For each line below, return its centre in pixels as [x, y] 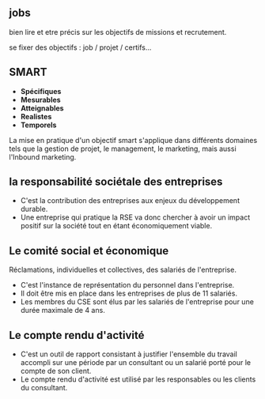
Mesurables [41, 100]
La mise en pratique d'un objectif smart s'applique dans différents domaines [133, 140]
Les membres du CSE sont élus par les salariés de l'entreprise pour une [137, 302]
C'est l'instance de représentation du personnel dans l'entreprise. [127, 285]
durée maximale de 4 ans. [62, 311]
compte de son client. [56, 371]
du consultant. [44, 388]
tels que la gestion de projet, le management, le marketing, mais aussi [123, 149]
